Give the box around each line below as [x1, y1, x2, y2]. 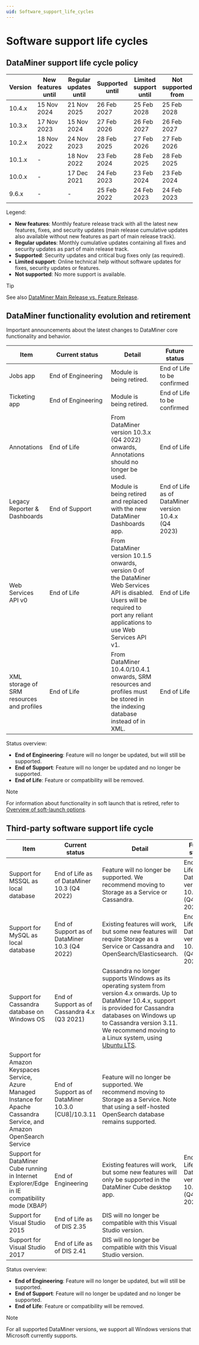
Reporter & [9, 505, 40, 513]
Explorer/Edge [9, 1179, 49, 1187]
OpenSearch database [102, 1110, 165, 1119]
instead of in [110, 717, 146, 726]
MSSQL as [9, 877, 38, 886]
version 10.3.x [110, 429, 152, 437]
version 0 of [110, 566, 145, 575]
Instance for [9, 1095, 43, 1104]
